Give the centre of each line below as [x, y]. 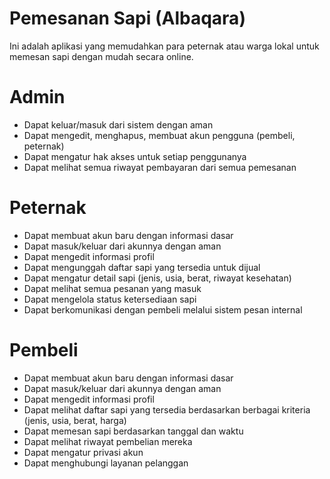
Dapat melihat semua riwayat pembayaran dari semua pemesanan [160, 167]
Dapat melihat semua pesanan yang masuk [112, 288]
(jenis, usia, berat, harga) [75, 420]
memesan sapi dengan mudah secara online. [101, 56]
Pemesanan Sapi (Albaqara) [127, 18]
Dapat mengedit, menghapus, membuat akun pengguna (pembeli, [159, 135]
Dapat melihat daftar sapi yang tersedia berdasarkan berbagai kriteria [167, 409]
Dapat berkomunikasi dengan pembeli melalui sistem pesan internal [163, 309]
